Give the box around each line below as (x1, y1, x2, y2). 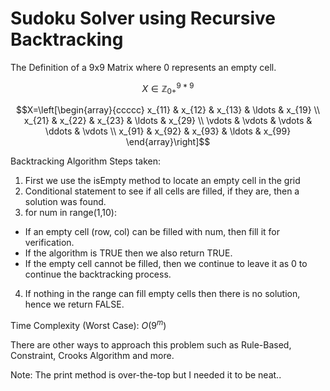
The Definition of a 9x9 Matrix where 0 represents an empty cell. (10, 61, 277, 73)
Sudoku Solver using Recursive (10, 7, 276, 30)
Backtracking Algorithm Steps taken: (10, 155, 162, 167)
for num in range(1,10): (24, 207, 117, 219)
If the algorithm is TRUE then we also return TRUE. (24, 247, 233, 259)
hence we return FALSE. (24, 298, 125, 311)
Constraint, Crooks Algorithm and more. (10, 350, 175, 362)
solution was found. (24, 196, 107, 208)
